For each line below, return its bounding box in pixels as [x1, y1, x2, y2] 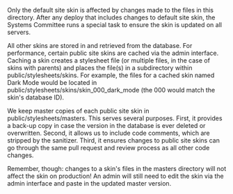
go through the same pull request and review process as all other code [7, 144, 210, 152]
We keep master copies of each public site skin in [7, 107, 150, 115]
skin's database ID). [7, 93, 65, 102]
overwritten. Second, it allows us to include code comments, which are [7, 129, 210, 137]
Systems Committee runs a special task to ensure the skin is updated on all [7, 21, 223, 29]
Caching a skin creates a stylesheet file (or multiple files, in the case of [7, 56, 211, 65]
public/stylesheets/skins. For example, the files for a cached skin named [7, 71, 215, 79]
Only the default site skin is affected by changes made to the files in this [7, 6, 214, 14]
